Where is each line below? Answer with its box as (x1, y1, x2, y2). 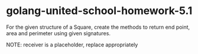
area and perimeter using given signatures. (6, 29, 111, 36)
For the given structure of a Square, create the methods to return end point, (6, 23, 190, 31)
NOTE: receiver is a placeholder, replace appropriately (6, 41, 138, 48)
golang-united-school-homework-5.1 (6, 4, 193, 18)
